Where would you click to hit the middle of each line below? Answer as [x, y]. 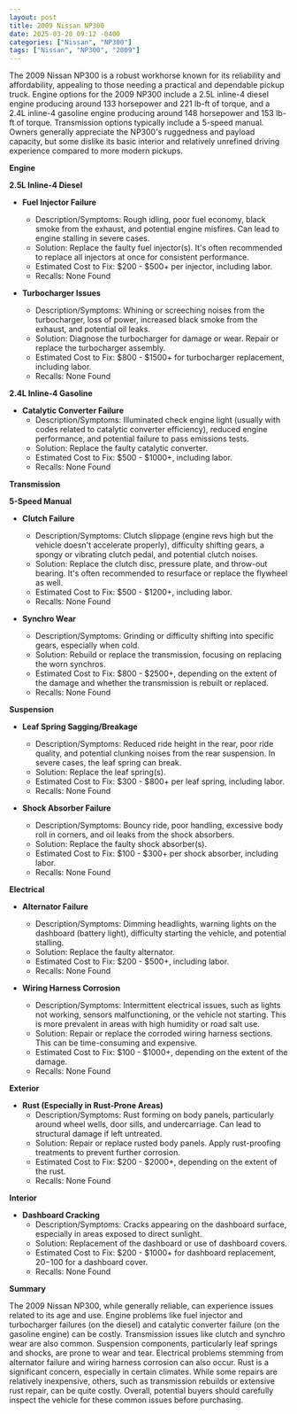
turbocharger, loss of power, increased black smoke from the [146, 320]
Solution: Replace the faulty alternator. [105, 952]
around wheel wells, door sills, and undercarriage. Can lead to [148, 1124]
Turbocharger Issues [61, 293]
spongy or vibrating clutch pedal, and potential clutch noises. [146, 555]
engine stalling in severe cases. [92, 238]
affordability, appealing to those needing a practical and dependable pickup [147, 85]
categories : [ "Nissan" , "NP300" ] [71, 42]
